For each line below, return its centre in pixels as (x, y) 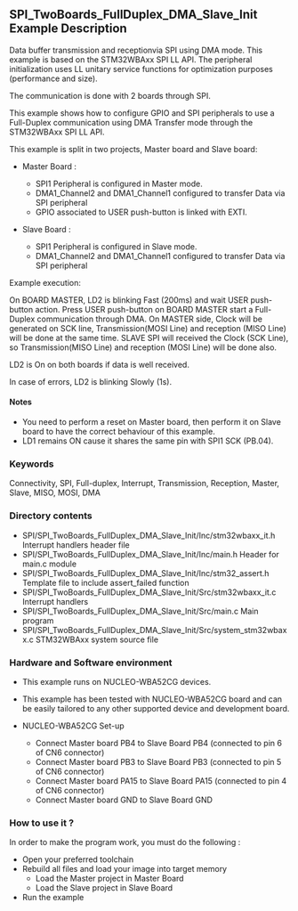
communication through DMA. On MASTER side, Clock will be (149, 319)
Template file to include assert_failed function (105, 582)
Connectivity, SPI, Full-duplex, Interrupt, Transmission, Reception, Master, (145, 484)
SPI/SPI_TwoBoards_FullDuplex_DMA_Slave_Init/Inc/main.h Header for (151, 554)
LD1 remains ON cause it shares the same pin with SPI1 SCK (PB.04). (148, 441)
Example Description (68, 29)
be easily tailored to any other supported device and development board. (156, 708)
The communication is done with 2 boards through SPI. (110, 95)
